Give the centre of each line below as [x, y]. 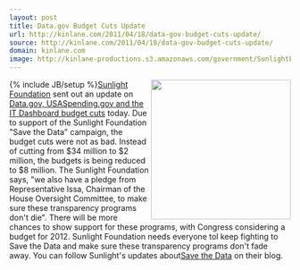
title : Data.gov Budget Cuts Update [77, 26]
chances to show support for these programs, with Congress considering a [147, 227]
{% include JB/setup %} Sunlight [69, 84]
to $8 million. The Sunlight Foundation [79, 170]
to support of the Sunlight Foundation [78, 122]
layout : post [33, 17]
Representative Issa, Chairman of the [77, 189]
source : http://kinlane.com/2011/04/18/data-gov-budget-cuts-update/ [142, 42]
